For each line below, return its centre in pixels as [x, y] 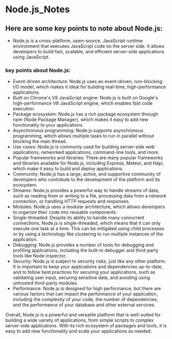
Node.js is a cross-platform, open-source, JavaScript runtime [78, 41]
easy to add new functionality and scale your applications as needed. [79, 331]
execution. [24, 109]
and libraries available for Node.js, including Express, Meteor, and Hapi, [88, 163]
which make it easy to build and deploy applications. [68, 169]
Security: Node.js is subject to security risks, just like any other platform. [89, 261]
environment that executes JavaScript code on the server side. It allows [89, 46]
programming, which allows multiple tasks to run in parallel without [83, 136]
